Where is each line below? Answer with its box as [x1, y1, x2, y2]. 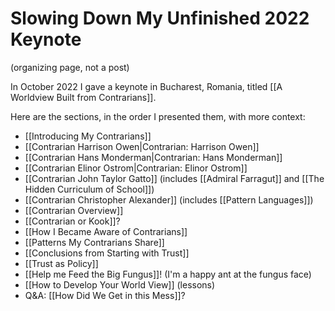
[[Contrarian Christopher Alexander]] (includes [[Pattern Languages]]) [24, 193, 314, 206]
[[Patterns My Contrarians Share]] [24, 236, 165, 248]
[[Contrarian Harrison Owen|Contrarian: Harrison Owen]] [24, 140, 260, 152]
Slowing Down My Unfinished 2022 [10, 7, 310, 30]
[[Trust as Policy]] [24, 257, 99, 269]
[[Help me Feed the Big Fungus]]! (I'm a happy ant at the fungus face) [24, 268, 312, 280]
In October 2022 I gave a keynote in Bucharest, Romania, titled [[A [10, 80, 283, 92]
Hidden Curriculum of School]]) [24, 183, 155, 195]
